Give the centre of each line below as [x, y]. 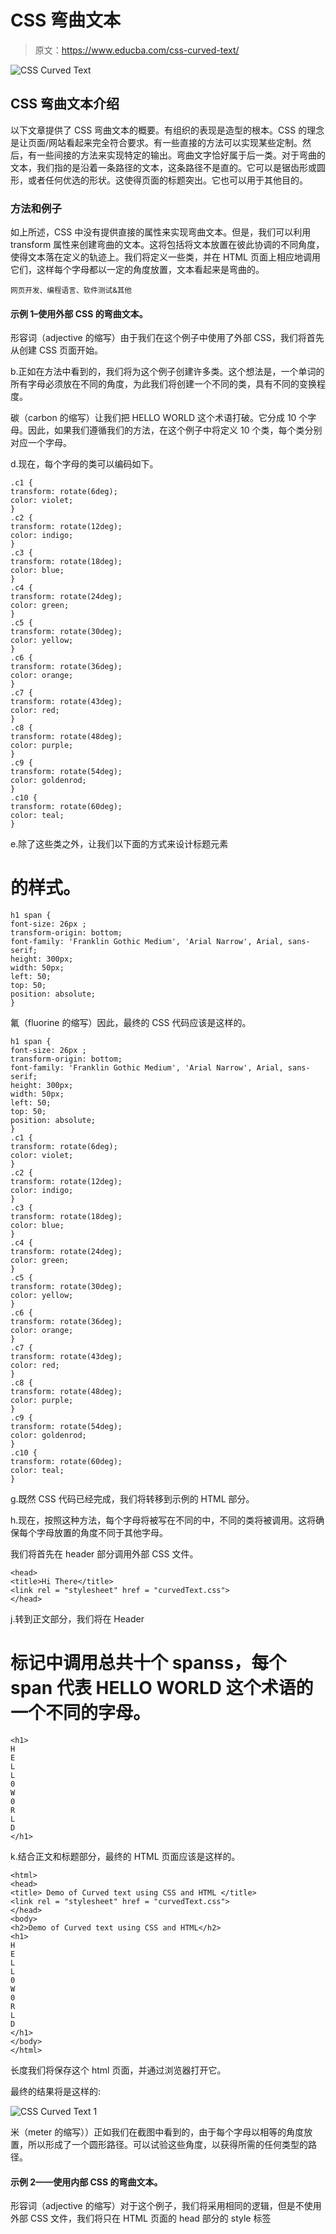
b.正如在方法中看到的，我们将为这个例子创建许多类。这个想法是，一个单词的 [167, 372]
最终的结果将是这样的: [56, 2092]
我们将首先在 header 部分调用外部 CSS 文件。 [104, 1554]
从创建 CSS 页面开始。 [57, 350]
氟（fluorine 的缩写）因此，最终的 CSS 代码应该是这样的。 [131, 1023]
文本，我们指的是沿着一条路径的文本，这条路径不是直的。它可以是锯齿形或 [163, 167]
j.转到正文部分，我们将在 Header [77, 1619]
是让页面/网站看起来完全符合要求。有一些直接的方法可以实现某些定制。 [156, 142]
